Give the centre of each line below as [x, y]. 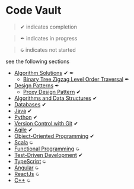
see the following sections [37, 61]
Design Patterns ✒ [37, 85]
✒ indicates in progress [49, 38]
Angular [24, 168]
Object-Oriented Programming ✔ [54, 136]
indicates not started [51, 50]
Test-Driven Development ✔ [48, 155]
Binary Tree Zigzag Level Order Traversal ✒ [76, 79]
